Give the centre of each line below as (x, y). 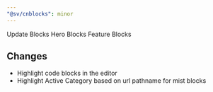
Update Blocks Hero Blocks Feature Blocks (69, 34)
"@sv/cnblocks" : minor (40, 14)
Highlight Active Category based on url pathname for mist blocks (111, 81)
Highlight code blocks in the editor (67, 73)
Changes (27, 56)
